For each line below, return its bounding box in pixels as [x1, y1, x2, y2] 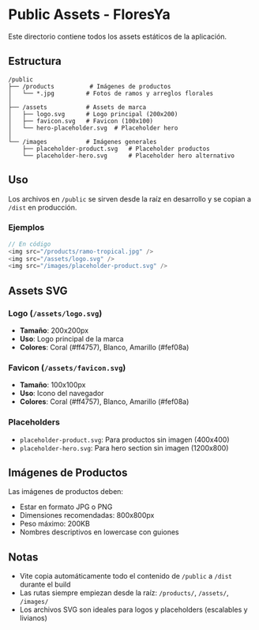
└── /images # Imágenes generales [8, 138, 157, 145]
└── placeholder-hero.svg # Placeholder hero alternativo [22, 152, 235, 160]
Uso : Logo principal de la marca [19, 334, 124, 344]
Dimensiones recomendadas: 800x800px [19, 511, 155, 520]
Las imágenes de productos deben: [8, 487, 124, 496]
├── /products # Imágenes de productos [8, 82, 171, 90]
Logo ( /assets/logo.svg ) [8, 307, 103, 319]
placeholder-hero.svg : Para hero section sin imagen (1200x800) [19, 443, 229, 452]
